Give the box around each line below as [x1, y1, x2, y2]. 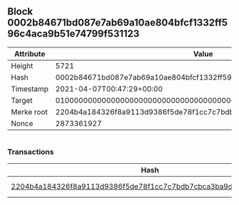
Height [11, 60, 33, 70]
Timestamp [11, 84, 49, 94]
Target [11, 95, 33, 105]
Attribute [14, 49, 46, 59]
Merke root [11, 106, 48, 116]
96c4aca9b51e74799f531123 [7, 28, 140, 40]
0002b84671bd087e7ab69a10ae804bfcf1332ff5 [7, 17, 228, 29]
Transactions [7, 147, 55, 157]
